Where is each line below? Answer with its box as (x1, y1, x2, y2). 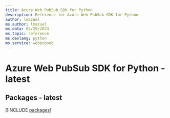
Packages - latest (5, 94, 62, 102)
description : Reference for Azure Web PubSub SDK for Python (5, 12, 139, 17)
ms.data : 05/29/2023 (5, 26, 50, 32)
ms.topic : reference (5, 31, 50, 36)
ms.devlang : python (5, 36, 47, 41)
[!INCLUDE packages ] (5, 107, 52, 113)
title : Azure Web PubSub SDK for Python (5, 7, 93, 13)
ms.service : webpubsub (5, 41, 54, 46)
